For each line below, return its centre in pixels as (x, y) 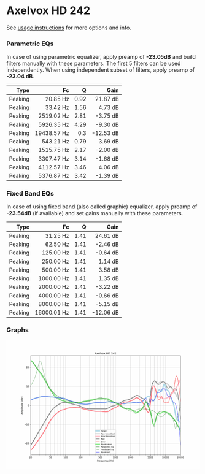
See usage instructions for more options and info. (69, 28)
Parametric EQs (30, 44)
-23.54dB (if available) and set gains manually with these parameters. (95, 213)
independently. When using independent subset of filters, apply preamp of (101, 70)
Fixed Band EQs (30, 193)
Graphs (17, 330)
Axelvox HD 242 (48, 11)
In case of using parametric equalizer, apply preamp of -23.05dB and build (101, 57)
